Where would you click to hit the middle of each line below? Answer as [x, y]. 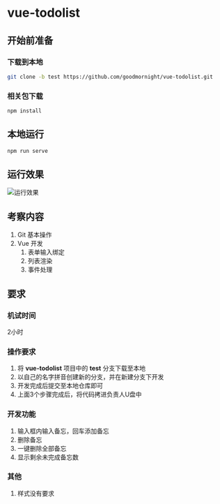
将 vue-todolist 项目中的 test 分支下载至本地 [81, 369]
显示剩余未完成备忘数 [48, 457]
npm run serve [28, 151]
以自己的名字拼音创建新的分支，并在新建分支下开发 [91, 377]
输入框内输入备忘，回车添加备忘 [63, 431]
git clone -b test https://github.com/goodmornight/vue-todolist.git [110, 77]
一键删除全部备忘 [42, 448]
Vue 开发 [30, 244]
